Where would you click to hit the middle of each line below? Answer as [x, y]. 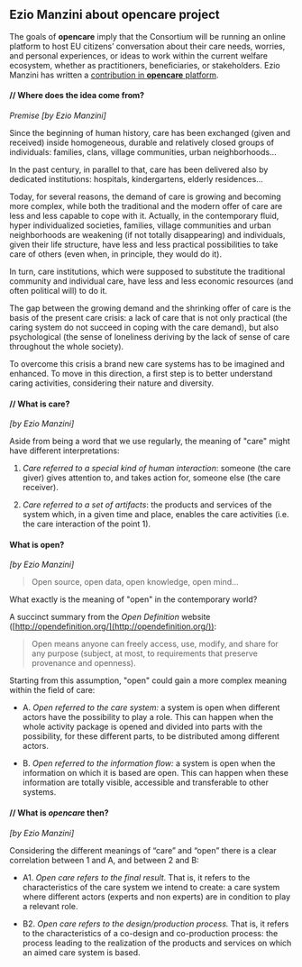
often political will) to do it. [59, 291]
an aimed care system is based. [82, 952]
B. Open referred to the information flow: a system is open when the [149, 763]
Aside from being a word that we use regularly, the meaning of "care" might [150, 442]
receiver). [40, 488]
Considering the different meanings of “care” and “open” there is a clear [143, 850]
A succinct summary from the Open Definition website [110, 617]
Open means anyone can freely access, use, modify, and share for [155, 644]
